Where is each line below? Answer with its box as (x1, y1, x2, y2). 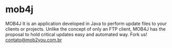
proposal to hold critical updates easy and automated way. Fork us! (5, 31, 147, 37)
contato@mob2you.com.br (5, 37, 63, 43)
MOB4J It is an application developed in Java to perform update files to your (5, 20, 167, 27)
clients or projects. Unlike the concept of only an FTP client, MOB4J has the (5, 26, 166, 32)
